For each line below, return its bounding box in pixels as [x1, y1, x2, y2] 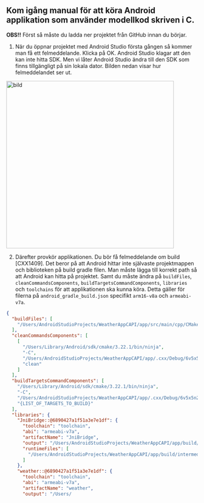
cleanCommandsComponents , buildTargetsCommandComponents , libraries [15, 279, 188, 286]
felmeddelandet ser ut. [15, 69, 72, 76]
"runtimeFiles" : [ [22, 445, 69, 452]
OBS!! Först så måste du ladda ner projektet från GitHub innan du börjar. [6, 31, 187, 38]
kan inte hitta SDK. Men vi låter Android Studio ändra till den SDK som [15, 55, 190, 63]
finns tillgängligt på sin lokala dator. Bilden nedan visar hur [15, 62, 161, 69]
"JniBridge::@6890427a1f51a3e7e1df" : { [17, 417, 118, 423]
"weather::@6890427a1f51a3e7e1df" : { [17, 468, 113, 474]
